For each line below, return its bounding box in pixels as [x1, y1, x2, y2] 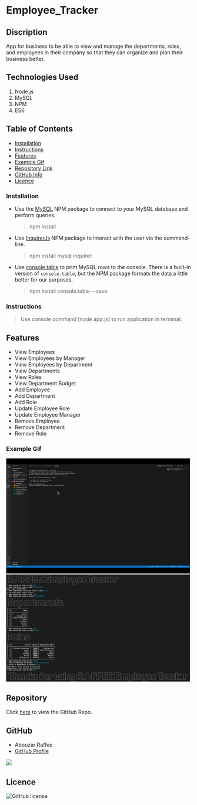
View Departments [14, 367, 60, 375]
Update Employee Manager [14, 411, 81, 418]
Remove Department [14, 424, 65, 431]
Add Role [14, 399, 37, 406]
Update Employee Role [14, 405, 71, 412]
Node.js [14, 88, 34, 95]
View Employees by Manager [14, 355, 85, 362]
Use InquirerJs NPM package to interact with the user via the [14, 234, 163, 241]
